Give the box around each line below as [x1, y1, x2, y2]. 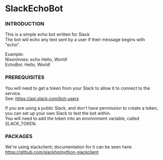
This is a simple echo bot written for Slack [5, 31, 90, 37]
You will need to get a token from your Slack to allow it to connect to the [5, 85, 150, 91]
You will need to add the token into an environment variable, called [5, 115, 140, 121]
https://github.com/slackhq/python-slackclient [5, 149, 99, 155]
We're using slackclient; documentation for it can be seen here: [5, 144, 133, 150]
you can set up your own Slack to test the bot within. [5, 110, 111, 116]
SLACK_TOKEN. [5, 120, 37, 126]
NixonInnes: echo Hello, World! [5, 57, 68, 63]
